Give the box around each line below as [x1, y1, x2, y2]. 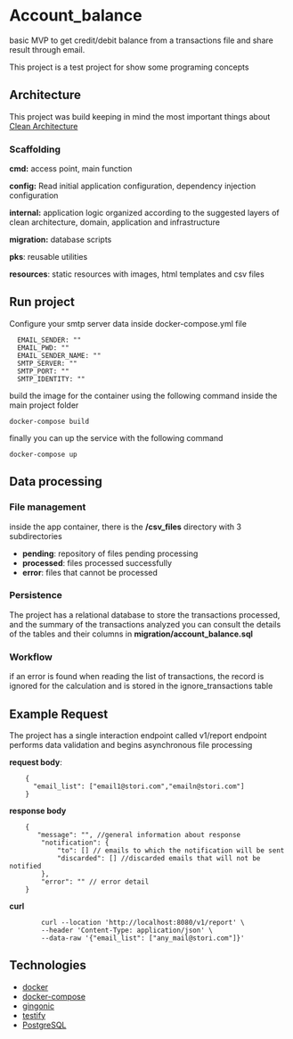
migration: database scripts [9, 234, 112, 245]
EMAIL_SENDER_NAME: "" [17, 351, 102, 360]
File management [9, 501, 86, 513]
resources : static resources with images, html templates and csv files [9, 269, 265, 279]
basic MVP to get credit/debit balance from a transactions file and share [9, 35, 273, 46]
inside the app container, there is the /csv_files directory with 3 [9, 521, 242, 532]
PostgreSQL [21, 1019, 67, 1030]
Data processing [9, 474, 102, 489]
